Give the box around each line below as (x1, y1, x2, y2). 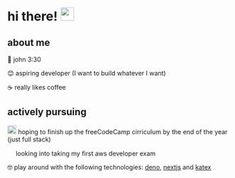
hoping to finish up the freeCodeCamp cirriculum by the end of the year (17, 127, 228, 136)
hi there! (7, 8, 58, 25)
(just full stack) (7, 135, 51, 143)
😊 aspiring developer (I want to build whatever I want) (7, 69, 166, 77)
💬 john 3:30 (7, 55, 41, 64)
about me (7, 36, 50, 49)
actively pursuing (7, 106, 87, 118)
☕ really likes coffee (7, 83, 66, 91)
